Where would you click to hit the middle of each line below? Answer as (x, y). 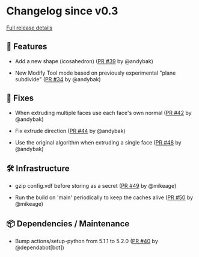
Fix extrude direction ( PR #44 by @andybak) (70, 131)
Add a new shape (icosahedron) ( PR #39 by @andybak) (84, 61)
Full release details (29, 28)
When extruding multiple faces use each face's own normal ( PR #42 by (103, 113)
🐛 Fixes (20, 98)
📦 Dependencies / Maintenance (68, 224)
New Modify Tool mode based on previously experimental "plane (95, 73)
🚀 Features (27, 47)
